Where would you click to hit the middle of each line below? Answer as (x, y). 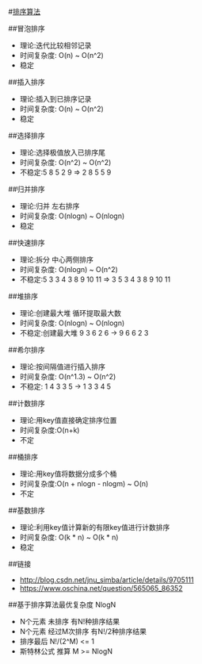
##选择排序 (27, 136)
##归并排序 (27, 189)
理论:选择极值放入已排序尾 (62, 152)
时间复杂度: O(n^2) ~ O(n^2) (65, 162)
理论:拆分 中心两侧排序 (56, 259)
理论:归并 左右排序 (50, 206)
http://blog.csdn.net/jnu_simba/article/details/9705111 (107, 580)
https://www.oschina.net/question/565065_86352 (101, 588)
